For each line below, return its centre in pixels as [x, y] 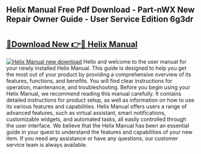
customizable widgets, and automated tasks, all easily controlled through [96, 119]
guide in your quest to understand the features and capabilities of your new [100, 132]
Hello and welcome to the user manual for [135, 62]
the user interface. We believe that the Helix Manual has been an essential [98, 125]
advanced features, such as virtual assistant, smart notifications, [86, 113]
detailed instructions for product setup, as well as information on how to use [100, 100]
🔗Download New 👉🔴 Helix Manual [72, 44]
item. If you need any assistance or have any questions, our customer [92, 138]
